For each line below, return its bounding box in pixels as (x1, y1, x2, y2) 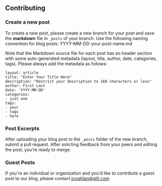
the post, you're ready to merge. (5, 146, 71, 152)
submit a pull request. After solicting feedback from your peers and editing (5, 141, 158, 147)
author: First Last (5, 83, 46, 88)
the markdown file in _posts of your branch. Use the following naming (5, 35, 148, 41)
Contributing (5, 4, 46, 12)
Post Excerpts (5, 125, 40, 132)
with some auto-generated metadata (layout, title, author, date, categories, (5, 55, 158, 61)
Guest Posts (5, 159, 35, 166)
